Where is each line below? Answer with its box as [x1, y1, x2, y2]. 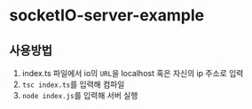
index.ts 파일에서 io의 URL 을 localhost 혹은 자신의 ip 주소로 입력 [21, 68, 244, 78]
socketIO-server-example [9, 5, 205, 26]
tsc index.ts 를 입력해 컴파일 [21, 79, 125, 90]
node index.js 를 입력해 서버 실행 [21, 90, 138, 100]
